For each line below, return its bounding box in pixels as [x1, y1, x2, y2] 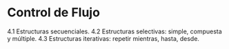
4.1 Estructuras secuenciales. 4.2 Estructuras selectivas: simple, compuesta [7, 27, 222, 35]
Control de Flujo [7, 5, 100, 20]
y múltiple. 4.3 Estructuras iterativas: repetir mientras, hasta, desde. [7, 34, 200, 42]
